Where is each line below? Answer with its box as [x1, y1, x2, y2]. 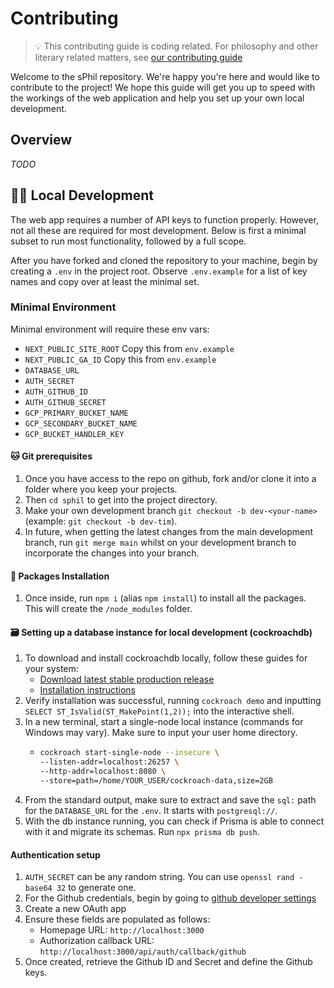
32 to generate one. [56, 882, 137, 894]
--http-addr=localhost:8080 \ [39, 767, 167, 777]
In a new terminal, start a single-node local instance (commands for [24, 716, 304, 728]
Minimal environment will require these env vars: [10, 323, 210, 335]
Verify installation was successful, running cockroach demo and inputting [24, 695, 322, 707]
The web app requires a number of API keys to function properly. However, [10, 213, 319, 226]
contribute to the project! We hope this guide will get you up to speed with [10, 81, 316, 93]
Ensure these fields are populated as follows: [24, 913, 211, 926]
